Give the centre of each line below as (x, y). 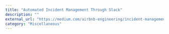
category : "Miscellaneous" (33, 24)
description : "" (22, 14)
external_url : (20, 19)
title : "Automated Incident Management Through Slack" (64, 10)
